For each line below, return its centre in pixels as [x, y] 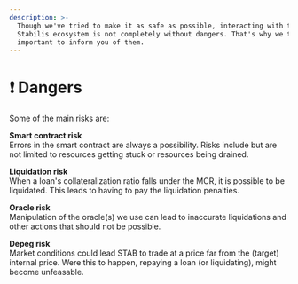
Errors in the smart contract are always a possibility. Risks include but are [143, 145]
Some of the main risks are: [59, 118]
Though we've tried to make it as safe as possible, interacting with [150, 26]
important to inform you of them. [81, 42]
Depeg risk [30, 244]
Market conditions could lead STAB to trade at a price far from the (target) [144, 253]
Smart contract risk [46, 136]
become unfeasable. [47, 272]
